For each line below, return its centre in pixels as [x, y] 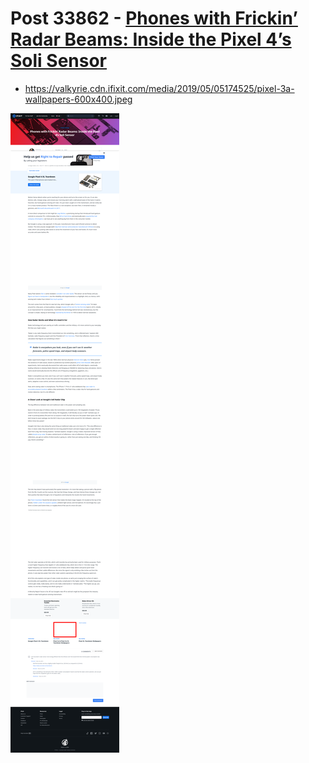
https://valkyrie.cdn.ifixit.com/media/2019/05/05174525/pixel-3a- [159, 88]
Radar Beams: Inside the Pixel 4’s [151, 39]
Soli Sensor [59, 61]
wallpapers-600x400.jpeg [78, 99]
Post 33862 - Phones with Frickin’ [154, 18]
